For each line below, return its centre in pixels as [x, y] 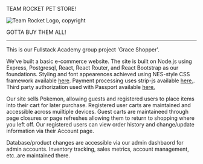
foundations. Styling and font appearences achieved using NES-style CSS [98, 74]
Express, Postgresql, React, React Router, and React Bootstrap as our [92, 68]
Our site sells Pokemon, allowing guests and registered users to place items [100, 99]
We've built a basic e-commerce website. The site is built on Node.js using [99, 61]
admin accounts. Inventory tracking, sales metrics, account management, [98, 149]
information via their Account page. [50, 131]
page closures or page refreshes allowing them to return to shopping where [101, 118]
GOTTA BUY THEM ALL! [36, 32]
